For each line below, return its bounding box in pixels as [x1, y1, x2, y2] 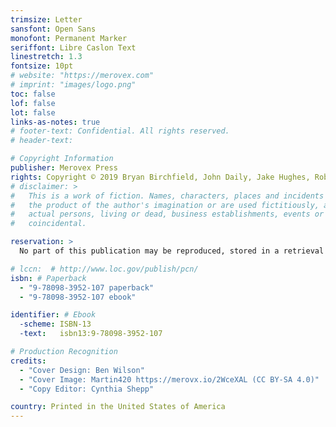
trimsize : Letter [10, 14, 83, 25]
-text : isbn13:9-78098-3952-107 [19, 329, 163, 339]
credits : [10, 356, 47, 366]
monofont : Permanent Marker [10, 33, 128, 43]
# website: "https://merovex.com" [10, 71, 155, 81]
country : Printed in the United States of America [10, 402, 226, 412]
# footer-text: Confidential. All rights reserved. [10, 126, 230, 136]
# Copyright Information [10, 154, 114, 164]
